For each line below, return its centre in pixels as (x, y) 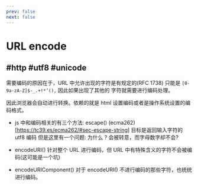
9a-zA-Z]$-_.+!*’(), (32, 91)
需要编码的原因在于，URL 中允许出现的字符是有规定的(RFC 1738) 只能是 (93, 82)
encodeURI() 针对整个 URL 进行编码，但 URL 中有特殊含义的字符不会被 (101, 150)
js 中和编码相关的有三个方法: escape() (61, 122)
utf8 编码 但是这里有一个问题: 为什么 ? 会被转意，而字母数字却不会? (97, 137)
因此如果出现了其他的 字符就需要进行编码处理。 (115, 90)
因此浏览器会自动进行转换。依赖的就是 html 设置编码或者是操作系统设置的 (96, 102)
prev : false (21, 11)
